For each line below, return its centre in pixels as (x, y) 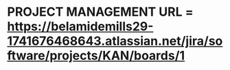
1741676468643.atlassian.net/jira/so (115, 41)
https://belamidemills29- (80, 26)
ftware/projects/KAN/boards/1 (96, 56)
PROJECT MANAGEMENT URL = (100, 12)
